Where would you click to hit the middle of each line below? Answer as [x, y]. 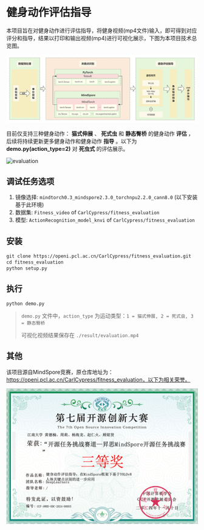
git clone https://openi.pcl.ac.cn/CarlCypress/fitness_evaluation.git [99, 256]
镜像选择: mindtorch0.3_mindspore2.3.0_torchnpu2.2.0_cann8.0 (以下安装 [106, 197]
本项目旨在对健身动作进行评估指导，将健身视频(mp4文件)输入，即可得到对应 [102, 30]
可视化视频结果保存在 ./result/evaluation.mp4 [80, 335]
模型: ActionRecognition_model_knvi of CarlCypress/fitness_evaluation [105, 220]
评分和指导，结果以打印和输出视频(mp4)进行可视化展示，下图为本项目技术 [99, 38]
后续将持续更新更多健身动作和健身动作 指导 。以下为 [72, 141]
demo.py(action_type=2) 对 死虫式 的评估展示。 [67, 148]
